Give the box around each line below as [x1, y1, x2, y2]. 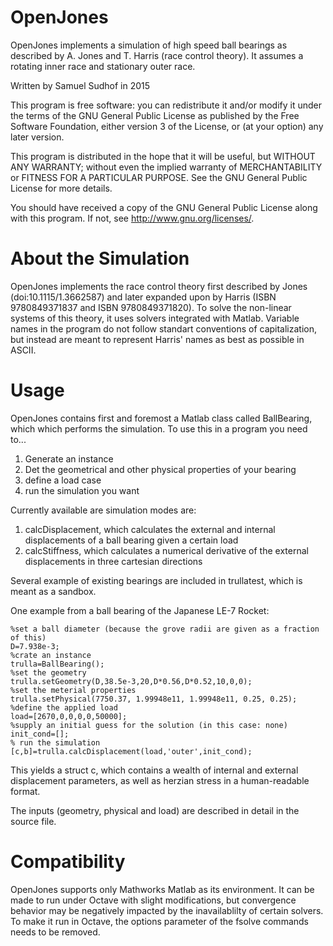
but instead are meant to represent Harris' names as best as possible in [10, 333, 305, 345]
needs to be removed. [10, 926, 101, 938]
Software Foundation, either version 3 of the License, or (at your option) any [10, 120, 324, 132]
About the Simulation [10, 247, 190, 270]
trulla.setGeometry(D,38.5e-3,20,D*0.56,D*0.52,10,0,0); [10, 676, 253, 686]
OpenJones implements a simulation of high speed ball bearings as [10, 39, 288, 51]
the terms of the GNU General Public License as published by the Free [10, 109, 300, 121]
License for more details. [10, 182, 113, 194]
